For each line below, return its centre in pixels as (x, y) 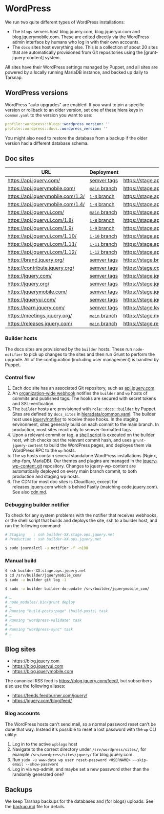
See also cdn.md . (30, 492)
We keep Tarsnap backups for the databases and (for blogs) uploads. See (79, 801)
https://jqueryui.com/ (32, 300)
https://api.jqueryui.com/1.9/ (41, 228)
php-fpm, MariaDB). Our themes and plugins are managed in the (77, 461)
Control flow (20, 377)
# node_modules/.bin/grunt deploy (40, 602)
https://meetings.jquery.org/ (40, 316)
